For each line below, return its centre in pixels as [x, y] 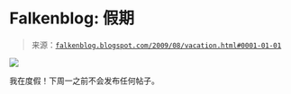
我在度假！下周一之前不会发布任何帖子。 [84, 81]
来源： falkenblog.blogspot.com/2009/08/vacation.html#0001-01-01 [156, 45]
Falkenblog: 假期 [72, 18]
